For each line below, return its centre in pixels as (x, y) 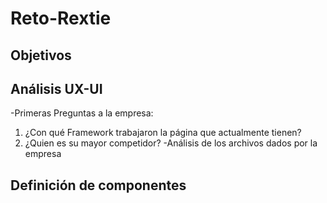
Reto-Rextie (61, 18)
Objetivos (41, 55)
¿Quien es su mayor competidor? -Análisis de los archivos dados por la (171, 143)
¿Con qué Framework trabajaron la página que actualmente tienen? (163, 133)
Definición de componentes (98, 185)
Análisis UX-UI (56, 88)
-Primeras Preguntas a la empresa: (82, 113)
